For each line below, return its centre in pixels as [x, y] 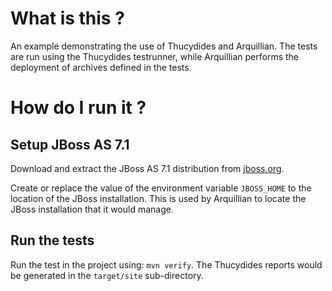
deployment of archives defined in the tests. [101, 67]
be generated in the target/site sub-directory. [107, 275]
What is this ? [67, 18]
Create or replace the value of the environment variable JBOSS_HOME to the [161, 188]
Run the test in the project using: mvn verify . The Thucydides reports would [166, 264]
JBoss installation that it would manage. [92, 209]
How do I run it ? [78, 108]
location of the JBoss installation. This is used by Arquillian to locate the [158, 198]
